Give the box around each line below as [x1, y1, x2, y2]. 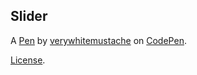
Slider [10, 8, 48, 25]
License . [10, 54, 46, 66]
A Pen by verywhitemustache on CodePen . [10, 34, 187, 46]
